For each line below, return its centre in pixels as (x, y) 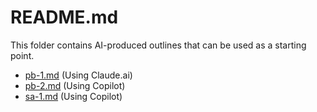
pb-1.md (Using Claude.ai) (78, 75)
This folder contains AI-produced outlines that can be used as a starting (158, 45)
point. (22, 55)
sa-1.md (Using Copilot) (73, 96)
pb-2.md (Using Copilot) (75, 85)
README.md (64, 17)
